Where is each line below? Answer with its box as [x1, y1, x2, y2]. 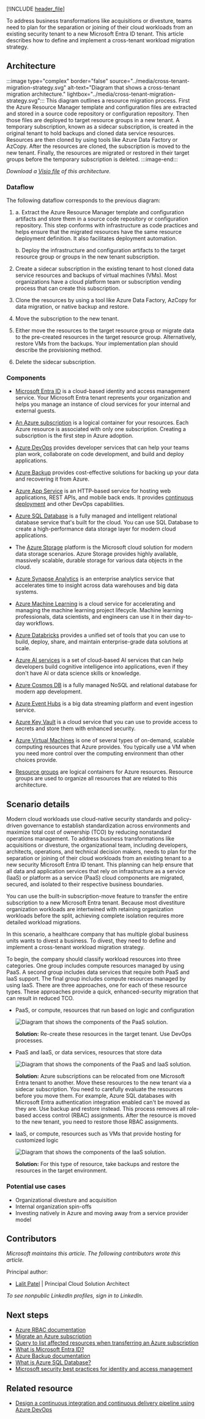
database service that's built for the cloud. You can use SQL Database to [15, 519, 199, 526]
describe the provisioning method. [15, 346, 102, 354]
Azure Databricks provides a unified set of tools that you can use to [15, 632, 185, 639]
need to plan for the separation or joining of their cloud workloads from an [6, 24, 193, 31]
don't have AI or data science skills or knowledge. [15, 669, 141, 677]
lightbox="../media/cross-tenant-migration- [67, 90, 176, 98]
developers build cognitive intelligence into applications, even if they [15, 663, 188, 671]
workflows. [26, 620, 54, 627]
